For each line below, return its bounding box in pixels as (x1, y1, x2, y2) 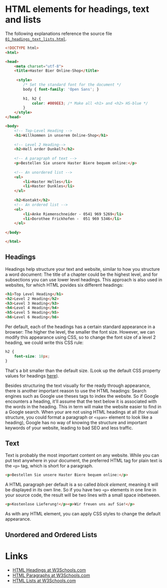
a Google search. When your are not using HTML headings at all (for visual (5, 409, 159, 415)
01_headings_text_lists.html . (5, 36, 67, 42)
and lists (5, 14, 41, 25)
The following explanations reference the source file (5, 30, 112, 36)
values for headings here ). (5, 372, 59, 379)
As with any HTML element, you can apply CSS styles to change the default (5, 511, 161, 517)
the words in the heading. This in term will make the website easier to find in (5, 403, 162, 409)
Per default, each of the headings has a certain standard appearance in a (5, 324, 156, 330)
